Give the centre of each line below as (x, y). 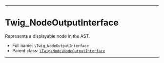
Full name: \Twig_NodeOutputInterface (51, 45)
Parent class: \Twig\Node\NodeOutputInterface (59, 50)
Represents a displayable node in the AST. (48, 36)
